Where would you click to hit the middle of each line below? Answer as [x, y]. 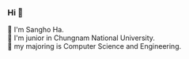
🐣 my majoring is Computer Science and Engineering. [94, 46]
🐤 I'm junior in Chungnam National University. [81, 38]
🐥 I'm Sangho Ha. [36, 30]
